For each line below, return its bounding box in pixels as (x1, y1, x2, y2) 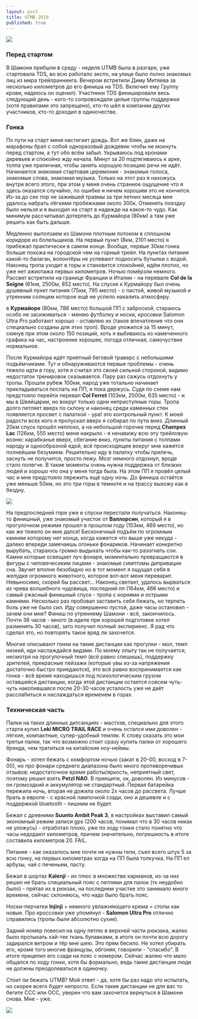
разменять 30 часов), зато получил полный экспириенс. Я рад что (6, 622, 175, 629)
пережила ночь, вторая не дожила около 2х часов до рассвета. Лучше (6, 787, 186, 795)
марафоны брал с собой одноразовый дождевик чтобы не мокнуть (6, 143, 177, 150)
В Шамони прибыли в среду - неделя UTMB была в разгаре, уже (6, 64, 170, 71)
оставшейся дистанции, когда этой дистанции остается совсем (6, 678, 168, 685)
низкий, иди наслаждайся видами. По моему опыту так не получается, (6, 647, 186, 654)
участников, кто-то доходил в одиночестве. (6, 108, 117, 115)
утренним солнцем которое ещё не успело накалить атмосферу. (6, 293, 171, 300)
